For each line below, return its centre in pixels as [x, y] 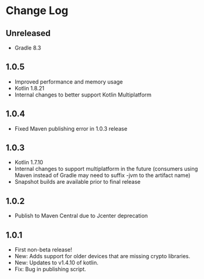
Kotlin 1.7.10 [29, 162]
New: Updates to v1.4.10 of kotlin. [56, 263]
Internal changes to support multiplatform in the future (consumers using [106, 169]
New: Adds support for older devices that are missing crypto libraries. [102, 256]
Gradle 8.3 [28, 48]
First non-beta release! [43, 250]
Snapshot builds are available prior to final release [78, 182]
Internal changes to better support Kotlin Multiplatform [83, 95]
